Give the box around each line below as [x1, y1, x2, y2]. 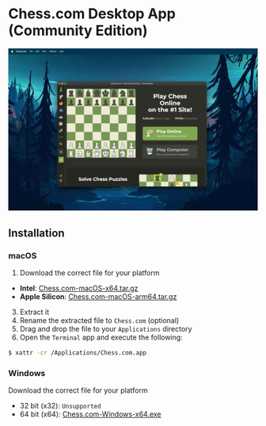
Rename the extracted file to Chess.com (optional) [19, 315, 180, 325]
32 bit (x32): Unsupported [19, 401, 101, 411]
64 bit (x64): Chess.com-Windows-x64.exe [19, 409, 161, 419]
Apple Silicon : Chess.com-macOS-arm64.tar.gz [19, 291, 177, 301]
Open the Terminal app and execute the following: [19, 332, 184, 342]
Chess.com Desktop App [8, 5, 176, 23]
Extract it [19, 307, 50, 317]
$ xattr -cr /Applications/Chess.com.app [8, 348, 147, 357]
